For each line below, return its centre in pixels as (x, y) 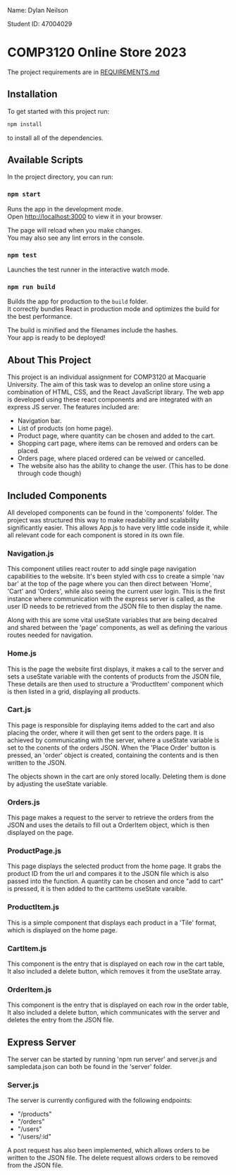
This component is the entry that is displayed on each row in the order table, (118, 1005)
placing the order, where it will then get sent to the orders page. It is (106, 732)
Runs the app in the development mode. (65, 209)
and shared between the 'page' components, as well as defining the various (117, 628)
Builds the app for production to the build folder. (78, 302)
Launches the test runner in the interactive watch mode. (89, 270)
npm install (25, 124)
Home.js (22, 653)
